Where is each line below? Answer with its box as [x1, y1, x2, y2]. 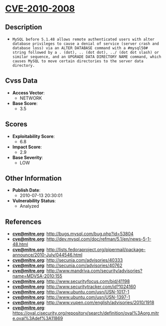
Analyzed [19, 203, 39, 209]
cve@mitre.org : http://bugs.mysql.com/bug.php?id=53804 [12, 231, 134, 237]
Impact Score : [12, 144, 42, 150]
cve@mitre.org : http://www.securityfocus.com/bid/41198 [12, 278, 130, 284]
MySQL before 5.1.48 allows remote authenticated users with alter [12, 37, 155, 42]
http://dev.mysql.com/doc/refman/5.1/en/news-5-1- [46, 236, 152, 242]
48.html [12, 241, 28, 247]
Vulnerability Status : [12, 198, 56, 204]
